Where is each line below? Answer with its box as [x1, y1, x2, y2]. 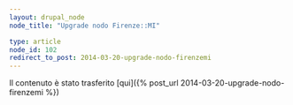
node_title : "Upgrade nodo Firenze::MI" [9, 21, 161, 30]
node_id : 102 [9, 45, 58, 54]
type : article [9, 37, 62, 46]
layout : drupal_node [9, 12, 86, 22]
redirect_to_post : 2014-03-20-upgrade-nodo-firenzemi [9, 54, 212, 63]
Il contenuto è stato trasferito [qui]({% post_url [9, 78, 179, 88]
